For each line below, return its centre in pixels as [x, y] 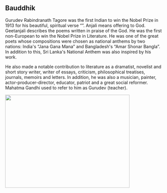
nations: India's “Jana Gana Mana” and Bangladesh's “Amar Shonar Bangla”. [83, 46]
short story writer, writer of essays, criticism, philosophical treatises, [75, 72]
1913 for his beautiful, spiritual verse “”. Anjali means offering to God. [75, 25]
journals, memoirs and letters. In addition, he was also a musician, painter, [81, 77]
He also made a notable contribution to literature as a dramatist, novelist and [83, 66]
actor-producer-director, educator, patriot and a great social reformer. [77, 82]
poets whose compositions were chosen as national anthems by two [75, 41]
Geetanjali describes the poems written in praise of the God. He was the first [83, 31]
